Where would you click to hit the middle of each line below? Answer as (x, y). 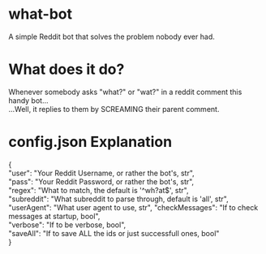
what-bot (41, 14)
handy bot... (28, 100)
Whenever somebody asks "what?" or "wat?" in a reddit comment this (125, 92)
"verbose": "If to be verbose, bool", (67, 225)
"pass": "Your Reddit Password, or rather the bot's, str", (101, 181)
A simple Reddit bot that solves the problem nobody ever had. (112, 37)
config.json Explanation (90, 142)
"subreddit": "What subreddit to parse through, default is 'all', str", (118, 199)
